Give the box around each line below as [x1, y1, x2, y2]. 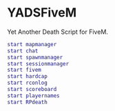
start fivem [7, 67, 41, 74]
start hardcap [7, 73, 48, 80]
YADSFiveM [7, 5, 77, 21]
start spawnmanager [7, 54, 63, 61]
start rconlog [7, 79, 48, 87]
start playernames [7, 92, 60, 99]
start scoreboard [7, 86, 57, 93]
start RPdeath [7, 99, 48, 105]
